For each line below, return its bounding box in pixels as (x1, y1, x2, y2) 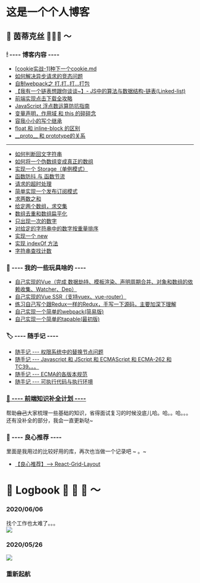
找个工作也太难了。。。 (6, 519, 58, 526)
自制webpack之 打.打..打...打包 (14, 80, 90, 87)
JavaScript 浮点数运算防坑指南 (14, 102, 90, 109)
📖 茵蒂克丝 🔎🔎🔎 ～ (6, 31, 72, 41)
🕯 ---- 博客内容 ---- (6, 50, 60, 58)
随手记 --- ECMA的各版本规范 (14, 371, 87, 378)
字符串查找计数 (14, 247, 52, 254)
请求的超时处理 (14, 180, 52, 187)
